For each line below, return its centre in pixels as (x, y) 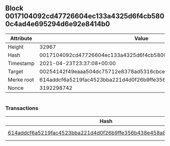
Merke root (21, 79)
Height (16, 46)
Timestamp (21, 63)
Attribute (21, 38)
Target (16, 71)
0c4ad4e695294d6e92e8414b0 (58, 24)
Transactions (22, 108)
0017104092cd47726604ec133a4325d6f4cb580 (85, 16)
